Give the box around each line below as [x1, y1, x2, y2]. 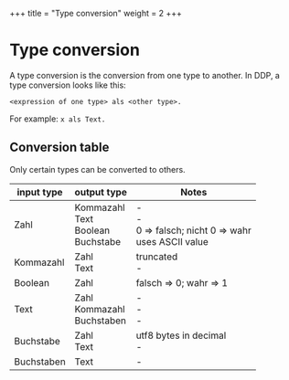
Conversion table [9, 140, 110, 155]
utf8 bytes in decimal [135, 329, 227, 342]
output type [74, 185, 128, 198]
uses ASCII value [135, 235, 209, 248]
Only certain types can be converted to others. [9, 164, 186, 174]
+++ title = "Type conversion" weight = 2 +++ [9, 8, 183, 18]
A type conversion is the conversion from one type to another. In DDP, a [9, 69, 281, 80]
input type [16, 185, 63, 198]
